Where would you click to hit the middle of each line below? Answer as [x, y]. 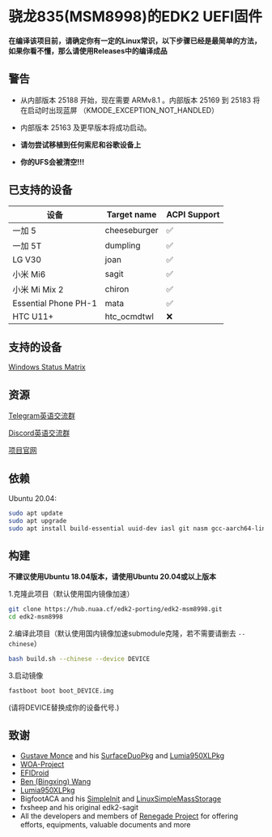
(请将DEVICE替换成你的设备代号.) [64, 707]
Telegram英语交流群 [42, 416]
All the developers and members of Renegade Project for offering [129, 816]
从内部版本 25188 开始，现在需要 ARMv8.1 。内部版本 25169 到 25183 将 [140, 100]
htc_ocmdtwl [129, 316]
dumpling [123, 245]
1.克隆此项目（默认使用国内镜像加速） [71, 594]
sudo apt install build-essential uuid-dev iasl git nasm [108, 529]
